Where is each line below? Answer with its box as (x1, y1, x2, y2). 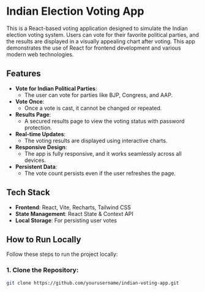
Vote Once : (15, 98, 45, 105)
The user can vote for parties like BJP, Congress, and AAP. (24, 91, 173, 99)
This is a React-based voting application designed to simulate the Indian (6, 25, 188, 32)
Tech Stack (6, 187, 50, 198)
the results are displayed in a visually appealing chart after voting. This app (6, 37, 196, 45)
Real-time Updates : (15, 130, 66, 137)
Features (6, 69, 41, 79)
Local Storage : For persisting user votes (15, 217, 117, 224)
